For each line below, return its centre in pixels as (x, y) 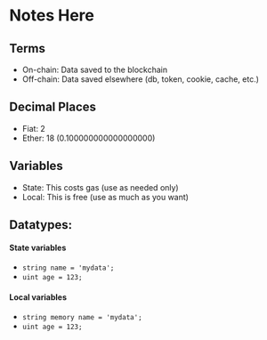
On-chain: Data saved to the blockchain (94, 69)
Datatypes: (41, 225)
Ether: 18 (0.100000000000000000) (89, 138)
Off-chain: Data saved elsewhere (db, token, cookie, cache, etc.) (141, 79)
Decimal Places (53, 107)
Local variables (38, 297)
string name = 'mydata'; (68, 268)
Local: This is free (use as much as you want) (105, 197)
